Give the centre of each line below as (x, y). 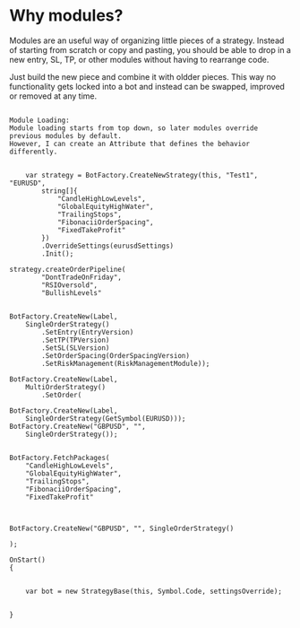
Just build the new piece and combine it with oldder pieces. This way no (142, 76)
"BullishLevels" (72, 292)
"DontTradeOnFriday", (82, 277)
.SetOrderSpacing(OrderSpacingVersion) (116, 355)
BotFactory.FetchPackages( (60, 458)
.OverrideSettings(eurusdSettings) (108, 246)
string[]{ (60, 191)
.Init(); (58, 253)
